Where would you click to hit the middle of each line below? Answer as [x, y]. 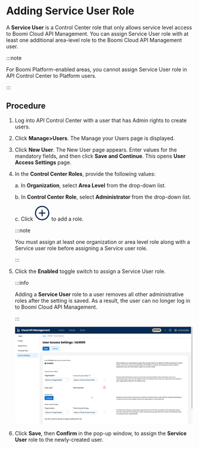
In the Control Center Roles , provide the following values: [85, 174]
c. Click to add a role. [49, 219]
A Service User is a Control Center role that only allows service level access [99, 27]
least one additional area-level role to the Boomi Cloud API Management [94, 40]
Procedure [26, 106]
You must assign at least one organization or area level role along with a [102, 241]
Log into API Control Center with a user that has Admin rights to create [101, 120]
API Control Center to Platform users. [51, 76]
